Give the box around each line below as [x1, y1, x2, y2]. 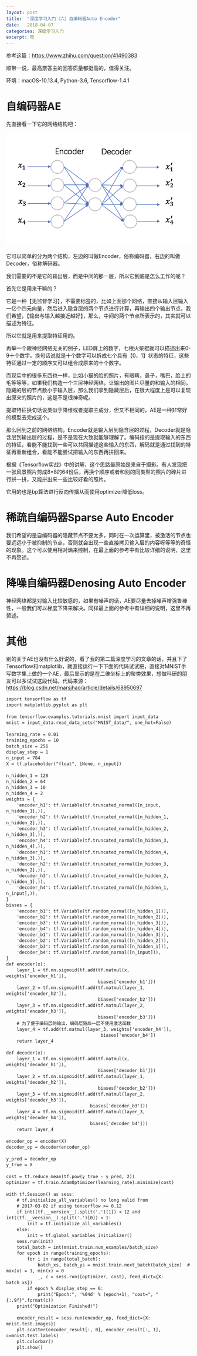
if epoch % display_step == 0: [27, 1285, 104, 1291]
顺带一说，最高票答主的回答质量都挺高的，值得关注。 [6, 65, 135, 72]
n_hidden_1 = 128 [6, 772, 49, 779]
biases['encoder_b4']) [100, 1032, 157, 1038]
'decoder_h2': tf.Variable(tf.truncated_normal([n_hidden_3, [16, 861, 169, 867]
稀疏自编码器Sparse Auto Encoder [6, 511, 174, 524]
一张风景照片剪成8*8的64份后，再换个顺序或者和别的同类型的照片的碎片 [6, 468, 182, 475]
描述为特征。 [6, 319, 37, 326]
